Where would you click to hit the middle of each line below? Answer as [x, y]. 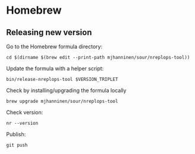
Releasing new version [49, 32]
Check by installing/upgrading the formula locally [66, 90]
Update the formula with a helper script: [55, 68]
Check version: [25, 112]
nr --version [22, 123]
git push [17, 145]
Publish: [16, 134]
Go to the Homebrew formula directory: [54, 46]
